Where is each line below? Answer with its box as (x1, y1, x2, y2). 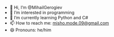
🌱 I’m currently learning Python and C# (9, 15, 89, 20)
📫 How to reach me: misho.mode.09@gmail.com (9, 20, 109, 26)
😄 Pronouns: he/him (9, 27, 51, 33)
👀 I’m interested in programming (9, 10, 75, 15)
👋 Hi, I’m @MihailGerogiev (9, 5, 63, 10)
